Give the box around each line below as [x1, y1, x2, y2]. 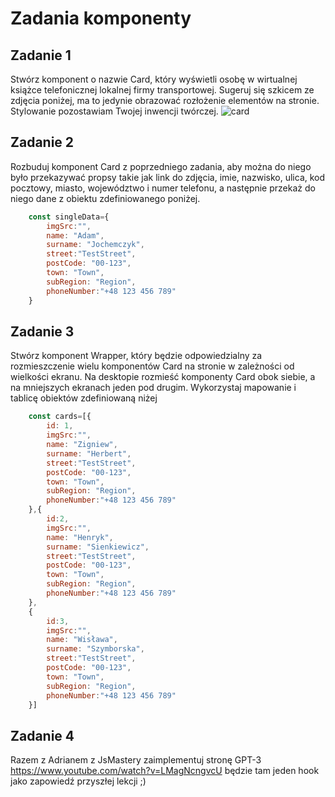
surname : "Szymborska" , [46, 644, 145, 654]
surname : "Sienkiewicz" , [46, 542, 150, 552]
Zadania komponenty [10, 7, 192, 30]
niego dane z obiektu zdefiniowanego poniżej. [10, 192, 201, 204]
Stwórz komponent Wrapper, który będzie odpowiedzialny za [10, 350, 263, 362]
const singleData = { [28, 212, 110, 222]
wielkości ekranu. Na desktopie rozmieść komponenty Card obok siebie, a [10, 371, 316, 383]
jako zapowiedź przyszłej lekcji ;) [10, 775, 147, 787]
